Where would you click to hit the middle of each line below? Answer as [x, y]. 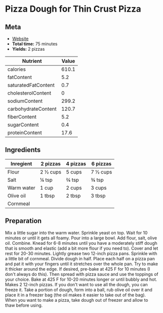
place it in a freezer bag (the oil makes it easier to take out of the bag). [75, 295]
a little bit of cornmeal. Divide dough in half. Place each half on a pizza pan [80, 258]
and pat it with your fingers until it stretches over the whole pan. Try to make [81, 264]
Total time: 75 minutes [35, 44]
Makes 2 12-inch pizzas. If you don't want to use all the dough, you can [76, 284]
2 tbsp [73, 196]
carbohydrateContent [32, 109]
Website [20, 39]
